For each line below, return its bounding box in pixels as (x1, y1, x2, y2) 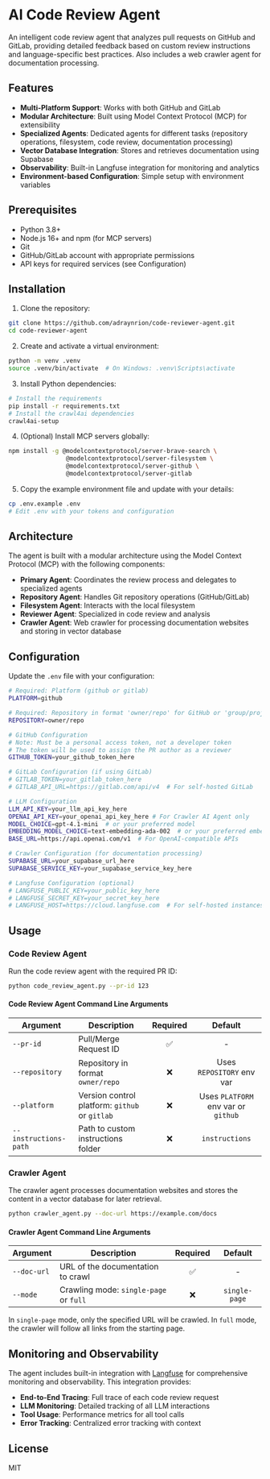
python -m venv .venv (8, 357, 81, 365)
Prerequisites (8, 203, 77, 217)
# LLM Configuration (8, 797, 78, 805)
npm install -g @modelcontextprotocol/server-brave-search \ (8, 447, 218, 455)
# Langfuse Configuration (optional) (8, 879, 135, 887)
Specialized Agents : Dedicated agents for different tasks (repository (19, 128, 248, 138)
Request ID (78, 1044, 121, 1055)
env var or (207, 1101, 246, 1112)
